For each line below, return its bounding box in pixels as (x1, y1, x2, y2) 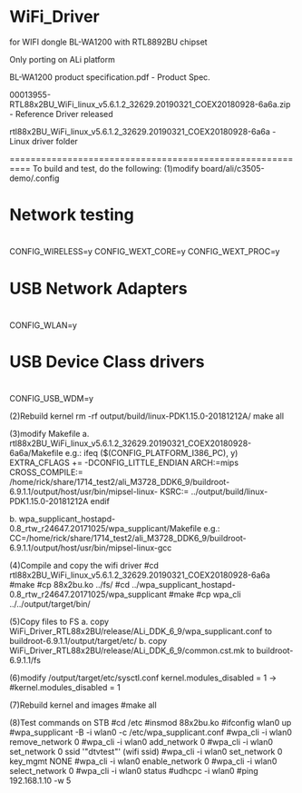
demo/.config (9, 173, 60, 183)
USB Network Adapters (9, 278, 188, 299)
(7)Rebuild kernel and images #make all (9, 699, 157, 710)
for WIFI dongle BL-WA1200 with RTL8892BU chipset (9, 36, 208, 47)
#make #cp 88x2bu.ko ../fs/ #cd (9, 580, 130, 590)
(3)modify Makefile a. (9, 429, 90, 440)
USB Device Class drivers (9, 352, 205, 372)
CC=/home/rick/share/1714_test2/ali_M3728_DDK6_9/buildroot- (9, 533, 247, 544)
